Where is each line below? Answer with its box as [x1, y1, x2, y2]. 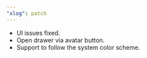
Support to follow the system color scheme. [16, 43, 140, 51]
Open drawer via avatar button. [16, 35, 105, 44]
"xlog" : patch [6, 10, 47, 17]
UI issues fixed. [16, 29, 60, 37]
